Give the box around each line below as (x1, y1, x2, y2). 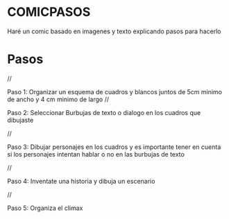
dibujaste (7, 116, 34, 124)
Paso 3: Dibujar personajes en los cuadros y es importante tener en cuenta (7, 143, 221, 151)
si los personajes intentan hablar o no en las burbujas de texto (7, 150, 185, 158)
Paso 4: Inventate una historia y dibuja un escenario (7, 177, 155, 185)
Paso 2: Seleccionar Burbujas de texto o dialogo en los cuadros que (7, 108, 201, 116)
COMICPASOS (7, 4, 91, 20)
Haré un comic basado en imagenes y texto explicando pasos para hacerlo (7, 27, 221, 35)
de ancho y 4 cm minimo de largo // (7, 95, 110, 103)
